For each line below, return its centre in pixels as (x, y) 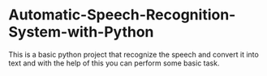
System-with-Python (81, 32)
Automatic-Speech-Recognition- (122, 15)
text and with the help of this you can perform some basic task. (114, 63)
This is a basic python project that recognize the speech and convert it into (134, 54)
